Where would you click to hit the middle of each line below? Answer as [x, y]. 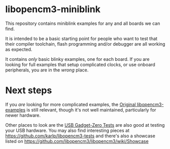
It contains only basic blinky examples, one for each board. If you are [77, 59]
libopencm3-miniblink [53, 9]
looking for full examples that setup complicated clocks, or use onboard [80, 64]
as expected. [19, 49]
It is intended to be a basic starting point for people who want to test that [81, 39]
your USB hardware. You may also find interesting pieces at [67, 130]
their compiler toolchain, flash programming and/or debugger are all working [85, 44]
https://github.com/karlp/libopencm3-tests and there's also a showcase [80, 136]
